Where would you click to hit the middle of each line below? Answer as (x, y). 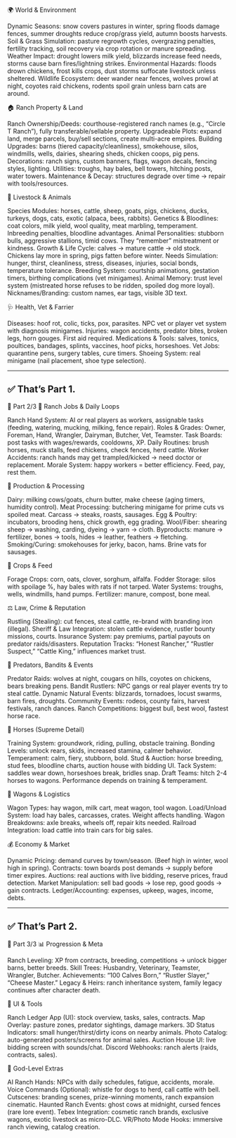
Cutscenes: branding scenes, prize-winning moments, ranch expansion (111, 1097)
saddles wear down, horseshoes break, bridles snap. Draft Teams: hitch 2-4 (117, 773)
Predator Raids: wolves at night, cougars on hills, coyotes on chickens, (110, 678)
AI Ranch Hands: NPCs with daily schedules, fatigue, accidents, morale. (111, 1082)
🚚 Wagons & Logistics (39, 794)
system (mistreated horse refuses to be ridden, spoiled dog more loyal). (111, 286)
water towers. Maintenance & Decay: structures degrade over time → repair (117, 176)
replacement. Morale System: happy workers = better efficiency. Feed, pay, (116, 465)
